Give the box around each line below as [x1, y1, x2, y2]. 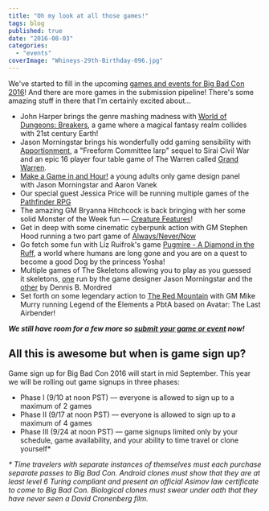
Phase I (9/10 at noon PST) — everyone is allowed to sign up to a [19, 392, 234, 402]
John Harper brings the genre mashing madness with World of [19, 111, 227, 121]
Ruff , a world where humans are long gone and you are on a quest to [19, 248, 247, 258]
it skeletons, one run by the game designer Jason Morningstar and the [19, 274, 253, 283]
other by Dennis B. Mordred [19, 282, 112, 292]
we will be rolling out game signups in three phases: [8, 377, 181, 386]
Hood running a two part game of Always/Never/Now [19, 231, 197, 241]
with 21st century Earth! [19, 128, 99, 138]
